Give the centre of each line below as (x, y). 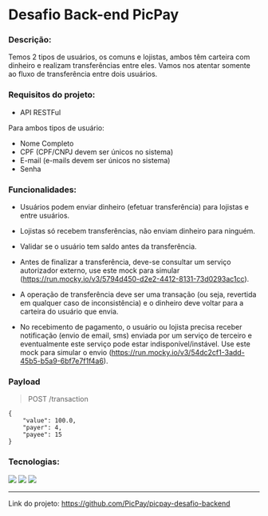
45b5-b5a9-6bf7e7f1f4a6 (61, 361)
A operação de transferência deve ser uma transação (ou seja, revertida (138, 294)
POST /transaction (58, 399)
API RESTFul (40, 112)
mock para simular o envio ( (65, 353)
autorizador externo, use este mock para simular (100, 270)
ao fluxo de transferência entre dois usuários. (83, 74)
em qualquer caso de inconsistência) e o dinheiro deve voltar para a (132, 303)
